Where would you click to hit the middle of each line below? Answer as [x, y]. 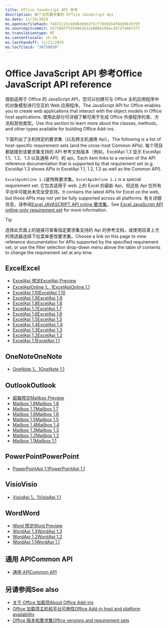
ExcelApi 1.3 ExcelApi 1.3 [37, 330]
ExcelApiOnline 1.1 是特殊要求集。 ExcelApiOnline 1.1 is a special [73, 179]
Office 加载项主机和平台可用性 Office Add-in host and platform [76, 609]
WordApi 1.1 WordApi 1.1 [36, 542]
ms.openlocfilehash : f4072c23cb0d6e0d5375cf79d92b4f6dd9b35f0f [73, 24]
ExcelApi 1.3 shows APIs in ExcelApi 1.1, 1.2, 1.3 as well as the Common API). [83, 169]
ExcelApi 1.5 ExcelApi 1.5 [37, 319]
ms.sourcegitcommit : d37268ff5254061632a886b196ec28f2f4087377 [73, 29]
